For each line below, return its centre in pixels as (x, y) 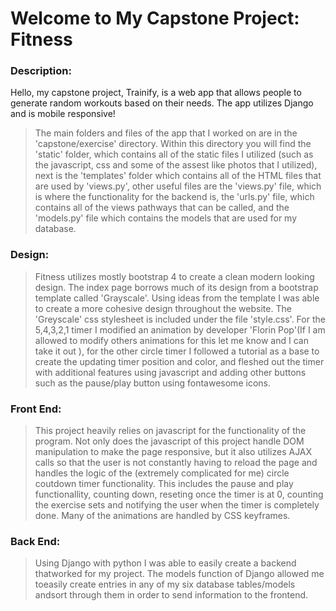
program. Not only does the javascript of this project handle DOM (169, 441)
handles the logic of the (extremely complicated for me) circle (162, 473)
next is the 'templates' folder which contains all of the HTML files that (178, 176)
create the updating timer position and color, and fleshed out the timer (179, 361)
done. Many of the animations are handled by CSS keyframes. (162, 516)
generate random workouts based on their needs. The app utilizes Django (162, 103)
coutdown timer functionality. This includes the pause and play (164, 484)
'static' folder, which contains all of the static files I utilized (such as (174, 154)
